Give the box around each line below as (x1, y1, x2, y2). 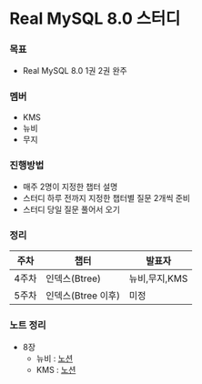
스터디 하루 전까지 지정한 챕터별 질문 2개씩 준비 (22, 193, 191, 204)
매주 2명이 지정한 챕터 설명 (22, 181, 118, 192)
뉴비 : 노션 (35, 352, 74, 364)
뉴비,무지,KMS (128, 272, 188, 285)
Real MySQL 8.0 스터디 (9, 8, 181, 29)
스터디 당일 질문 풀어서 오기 (22, 204, 121, 215)
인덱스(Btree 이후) (45, 289, 121, 302)
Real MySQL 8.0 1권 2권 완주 (22, 66, 127, 76)
